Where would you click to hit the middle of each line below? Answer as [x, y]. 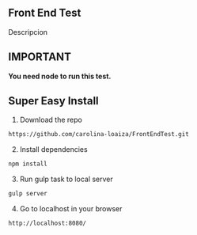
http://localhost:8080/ [47, 224]
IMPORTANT [40, 57]
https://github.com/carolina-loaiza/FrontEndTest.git [99, 135]
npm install [28, 164]
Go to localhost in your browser [71, 209]
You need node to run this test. [60, 76]
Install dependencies [54, 150]
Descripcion [28, 32]
